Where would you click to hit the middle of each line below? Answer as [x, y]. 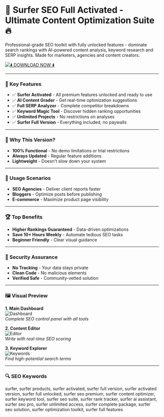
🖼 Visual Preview [26, 296]
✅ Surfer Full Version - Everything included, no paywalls [69, 123]
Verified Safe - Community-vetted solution [55, 278]
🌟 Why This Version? [30, 140]
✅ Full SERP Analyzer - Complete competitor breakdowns [71, 106]
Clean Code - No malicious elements [49, 273]
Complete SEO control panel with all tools [47, 319]
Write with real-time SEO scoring [38, 339]
